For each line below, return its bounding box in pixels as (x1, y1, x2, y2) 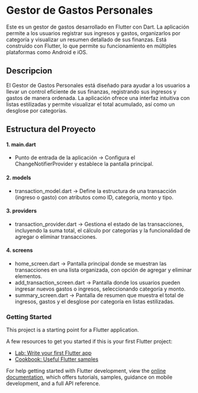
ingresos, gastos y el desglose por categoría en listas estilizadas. (14, 298, 175, 305)
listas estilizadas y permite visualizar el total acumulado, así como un (6, 101, 175, 108)
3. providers (6, 207, 37, 214)
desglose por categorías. (6, 107, 67, 114)
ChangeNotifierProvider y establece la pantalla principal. (14, 160, 153, 167)
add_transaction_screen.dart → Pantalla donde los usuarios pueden (14, 279, 180, 286)
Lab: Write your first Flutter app (14, 350, 92, 357)
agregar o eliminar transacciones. (14, 233, 98, 240)
